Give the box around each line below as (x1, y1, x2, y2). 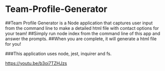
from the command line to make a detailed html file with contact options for (5, 25, 159, 31)
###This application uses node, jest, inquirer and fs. (5, 51, 112, 57)
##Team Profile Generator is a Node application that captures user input (5, 20, 153, 26)
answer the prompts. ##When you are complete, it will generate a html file (5, 36, 157, 42)
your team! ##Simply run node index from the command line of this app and (5, 30, 161, 36)
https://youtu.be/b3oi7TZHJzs (5, 60, 67, 66)
